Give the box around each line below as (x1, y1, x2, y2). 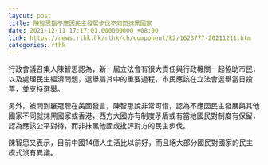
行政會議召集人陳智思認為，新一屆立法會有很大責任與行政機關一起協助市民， (8, 65, 260, 74)
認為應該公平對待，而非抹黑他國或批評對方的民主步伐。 (8, 121, 190, 131)
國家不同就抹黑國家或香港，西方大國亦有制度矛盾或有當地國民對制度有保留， (8, 111, 260, 120)
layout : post (8, 11, 52, 20)
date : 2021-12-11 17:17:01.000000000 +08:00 (8, 26, 159, 34)
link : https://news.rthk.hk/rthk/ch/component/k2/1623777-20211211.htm (8, 33, 251, 42)
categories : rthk (8, 41, 66, 49)
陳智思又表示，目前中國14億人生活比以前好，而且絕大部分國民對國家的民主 (8, 138, 254, 147)
